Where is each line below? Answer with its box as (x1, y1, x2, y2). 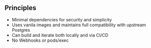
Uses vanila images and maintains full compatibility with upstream (11, 22, 146, 28)
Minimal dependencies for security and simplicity (11, 16, 112, 22)
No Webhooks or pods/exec (11, 37, 69, 43)
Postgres (11, 27, 31, 33)
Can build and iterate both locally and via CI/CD (11, 32, 109, 38)
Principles (4, 4, 37, 12)
